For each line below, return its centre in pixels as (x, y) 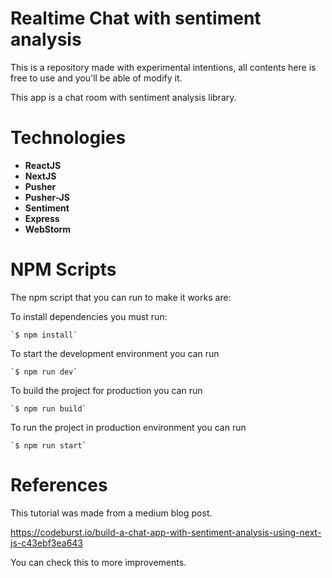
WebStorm (48, 229)
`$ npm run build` (48, 408)
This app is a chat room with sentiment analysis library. (123, 97)
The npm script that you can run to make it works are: (121, 297)
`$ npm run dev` (44, 372)
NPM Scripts (63, 269)
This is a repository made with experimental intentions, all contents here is (163, 67)
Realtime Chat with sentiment (136, 18)
